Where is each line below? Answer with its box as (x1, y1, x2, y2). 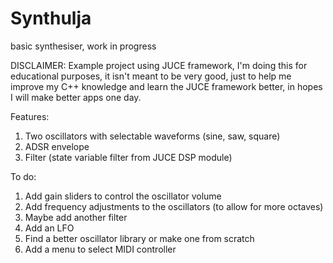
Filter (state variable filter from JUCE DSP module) (24, 151, 233, 163)
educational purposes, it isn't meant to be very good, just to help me (10, 70, 292, 82)
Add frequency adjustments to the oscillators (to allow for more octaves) (24, 200, 324, 212)
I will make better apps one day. (10, 91, 142, 103)
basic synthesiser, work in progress (10, 40, 157, 52)
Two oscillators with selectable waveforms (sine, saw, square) (24, 130, 281, 142)
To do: (10, 170, 37, 182)
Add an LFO (24, 222, 75, 234)
